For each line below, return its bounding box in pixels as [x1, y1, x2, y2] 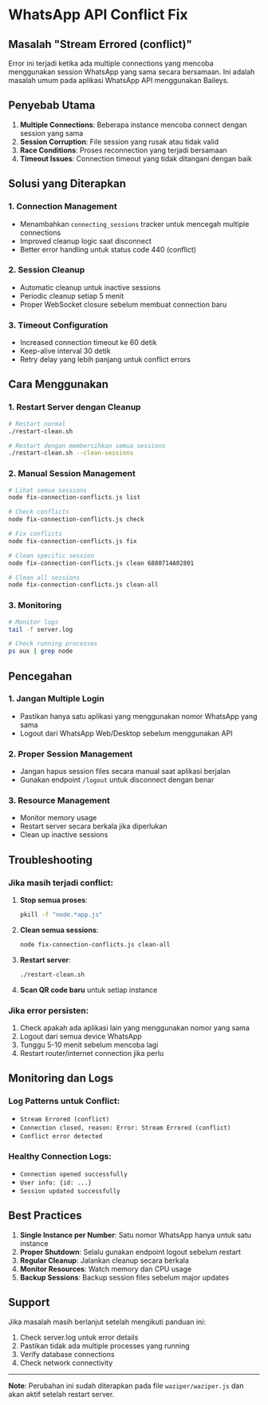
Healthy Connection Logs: [8, 1150, 112, 1161]
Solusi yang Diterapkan [8, 177, 126, 191]
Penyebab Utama [8, 98, 96, 113]
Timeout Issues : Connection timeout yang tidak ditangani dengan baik [19, 153, 253, 163]
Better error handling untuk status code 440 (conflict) [19, 244, 197, 254]
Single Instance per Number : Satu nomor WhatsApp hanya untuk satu [19, 1230, 252, 1240]
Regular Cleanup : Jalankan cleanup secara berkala [19, 1256, 190, 1265]
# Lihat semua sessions [8, 486, 88, 494]
